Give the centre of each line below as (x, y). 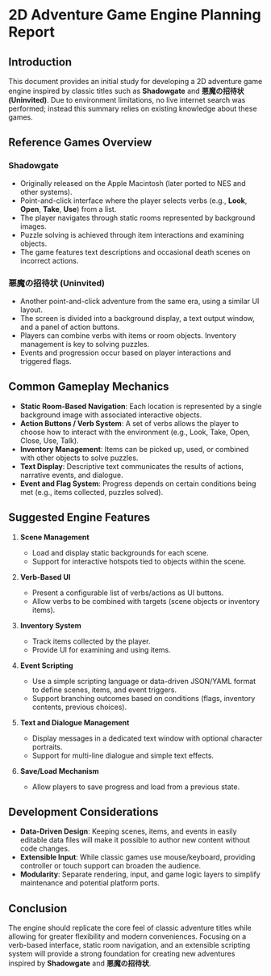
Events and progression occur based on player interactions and (125, 353)
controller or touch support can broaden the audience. (110, 866)
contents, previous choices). (79, 707)
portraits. (47, 746)
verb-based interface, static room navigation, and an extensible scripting (129, 945)
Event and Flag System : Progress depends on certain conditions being (138, 484)
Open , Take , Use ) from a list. (68, 209)
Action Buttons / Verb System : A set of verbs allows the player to (129, 423)
